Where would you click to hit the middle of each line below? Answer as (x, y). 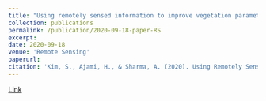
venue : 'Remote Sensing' (49, 52)
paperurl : (25, 60)
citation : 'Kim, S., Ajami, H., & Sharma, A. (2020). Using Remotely (125, 67)
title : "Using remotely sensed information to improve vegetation (120, 15)
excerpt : (23, 37)
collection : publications (51, 23)
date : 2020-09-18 (37, 45)
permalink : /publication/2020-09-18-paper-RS (84, 30)
